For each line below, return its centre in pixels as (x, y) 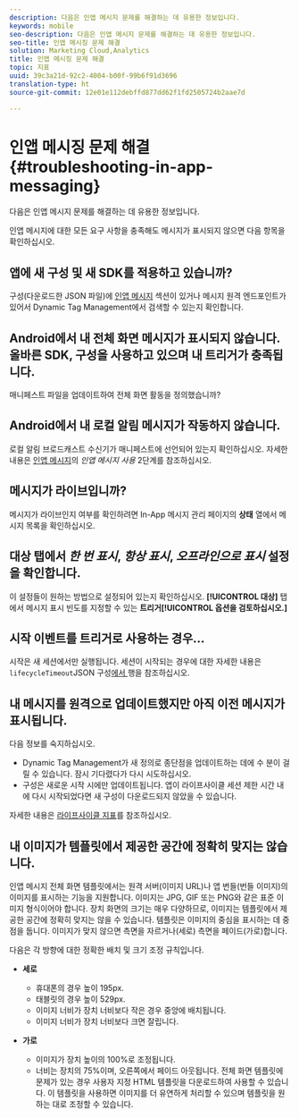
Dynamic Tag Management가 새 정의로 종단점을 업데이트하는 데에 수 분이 (151, 763)
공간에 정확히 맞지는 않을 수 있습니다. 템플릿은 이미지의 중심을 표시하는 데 (153, 919)
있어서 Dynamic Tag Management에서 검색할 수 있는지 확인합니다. (126, 307)
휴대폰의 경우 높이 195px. (80, 987)
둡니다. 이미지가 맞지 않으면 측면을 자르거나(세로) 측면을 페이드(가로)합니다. (156, 930)
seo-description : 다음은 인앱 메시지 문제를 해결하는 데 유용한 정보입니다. (133, 34)
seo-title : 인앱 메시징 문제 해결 (65, 42)
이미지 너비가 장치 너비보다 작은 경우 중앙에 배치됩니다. (131, 1010)
